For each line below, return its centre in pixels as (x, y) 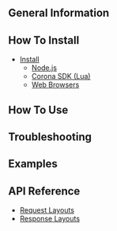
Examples (33, 164)
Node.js (44, 68)
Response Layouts (50, 219)
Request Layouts (47, 210)
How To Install (44, 40)
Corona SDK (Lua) (61, 76)
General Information (59, 13)
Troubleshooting (50, 137)
